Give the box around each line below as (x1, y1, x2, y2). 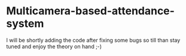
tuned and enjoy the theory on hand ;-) (6, 43, 102, 50)
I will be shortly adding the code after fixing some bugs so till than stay (6, 36, 181, 43)
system (6, 17, 44, 30)
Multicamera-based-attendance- (6, 4, 175, 18)
